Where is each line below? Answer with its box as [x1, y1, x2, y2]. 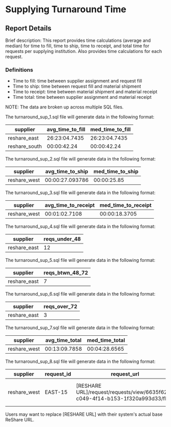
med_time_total [87, 337, 125, 344]
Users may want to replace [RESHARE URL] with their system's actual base [5, 411, 163, 417]
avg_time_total [45, 337, 82, 344]
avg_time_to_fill [46, 126, 85, 133]
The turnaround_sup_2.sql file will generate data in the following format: [5, 156, 156, 162]
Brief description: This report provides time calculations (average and [5, 37, 151, 43]
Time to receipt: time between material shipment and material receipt [12, 89, 158, 95]
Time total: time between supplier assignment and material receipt [12, 94, 152, 100]
